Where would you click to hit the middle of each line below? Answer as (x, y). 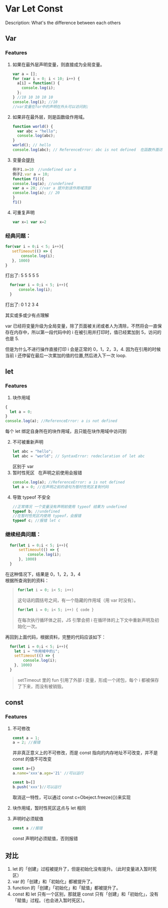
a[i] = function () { (38, 83)
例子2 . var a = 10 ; (31, 174)
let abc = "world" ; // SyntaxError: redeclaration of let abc (78, 456)
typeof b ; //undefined (36, 511)
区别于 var (23, 466)
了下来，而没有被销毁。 (41, 686)
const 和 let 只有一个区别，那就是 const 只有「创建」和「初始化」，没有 (85, 894)
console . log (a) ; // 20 (36, 193)
